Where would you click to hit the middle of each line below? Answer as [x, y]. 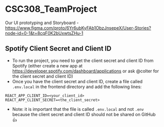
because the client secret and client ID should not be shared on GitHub [84, 114]
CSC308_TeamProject [51, 9]
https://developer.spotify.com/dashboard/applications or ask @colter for [85, 71]
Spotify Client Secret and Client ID [58, 48]
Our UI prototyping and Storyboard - [42, 23]
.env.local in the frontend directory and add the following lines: [77, 87]
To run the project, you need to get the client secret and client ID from [83, 61]
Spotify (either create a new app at [47, 65]
